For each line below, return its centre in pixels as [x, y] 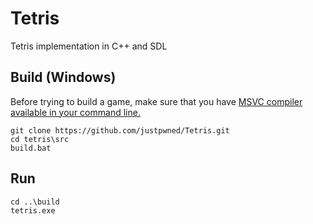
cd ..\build [35, 202]
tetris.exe [33, 210]
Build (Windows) [63, 77]
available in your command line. [75, 112]
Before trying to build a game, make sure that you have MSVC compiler [156, 101]
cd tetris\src [40, 139]
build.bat [31, 148]
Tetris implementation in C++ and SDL [89, 46]
